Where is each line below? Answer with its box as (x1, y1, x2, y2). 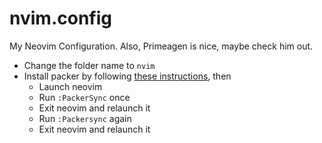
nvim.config (9, 7, 112, 30)
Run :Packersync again (38, 112, 132, 124)
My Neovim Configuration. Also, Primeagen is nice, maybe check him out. (9, 40, 314, 52)
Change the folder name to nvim (23, 59, 156, 71)
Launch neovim (38, 80, 103, 92)
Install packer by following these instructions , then (23, 70, 232, 82)
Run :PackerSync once (38, 91, 131, 103)
